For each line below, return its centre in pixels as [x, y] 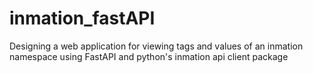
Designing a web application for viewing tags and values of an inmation [156, 46]
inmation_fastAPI [82, 18]
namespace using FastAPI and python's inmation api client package [149, 56]
